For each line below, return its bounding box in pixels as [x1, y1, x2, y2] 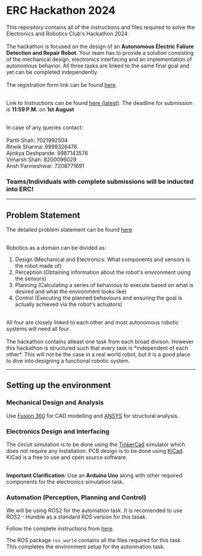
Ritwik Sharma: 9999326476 [6, 143, 78, 150]
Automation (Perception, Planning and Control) [6, 493, 147, 501]
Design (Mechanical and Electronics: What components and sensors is [14, 256, 191, 263]
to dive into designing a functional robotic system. [6, 357, 130, 365]
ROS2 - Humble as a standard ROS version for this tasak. [6, 513, 147, 520]
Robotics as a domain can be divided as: [6, 244, 106, 251]
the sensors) [14, 275, 47, 282]
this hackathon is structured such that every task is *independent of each [6, 344, 188, 352]
